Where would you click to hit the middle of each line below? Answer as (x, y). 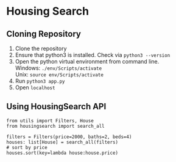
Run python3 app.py (40, 81)
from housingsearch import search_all (55, 126)
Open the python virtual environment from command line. (87, 61)
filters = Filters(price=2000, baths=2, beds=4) (69, 137)
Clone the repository (41, 48)
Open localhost (35, 87)
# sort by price (27, 147)
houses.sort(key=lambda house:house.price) (62, 153)
